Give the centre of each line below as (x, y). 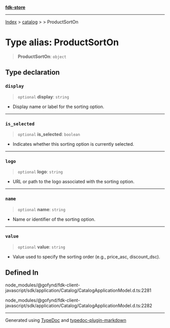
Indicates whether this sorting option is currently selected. (73, 144)
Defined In (22, 273)
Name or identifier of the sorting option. (54, 219)
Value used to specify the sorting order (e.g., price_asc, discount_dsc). (86, 256)
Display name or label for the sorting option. (58, 107)
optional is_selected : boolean (49, 134)
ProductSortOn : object (42, 56)
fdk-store (15, 7)
